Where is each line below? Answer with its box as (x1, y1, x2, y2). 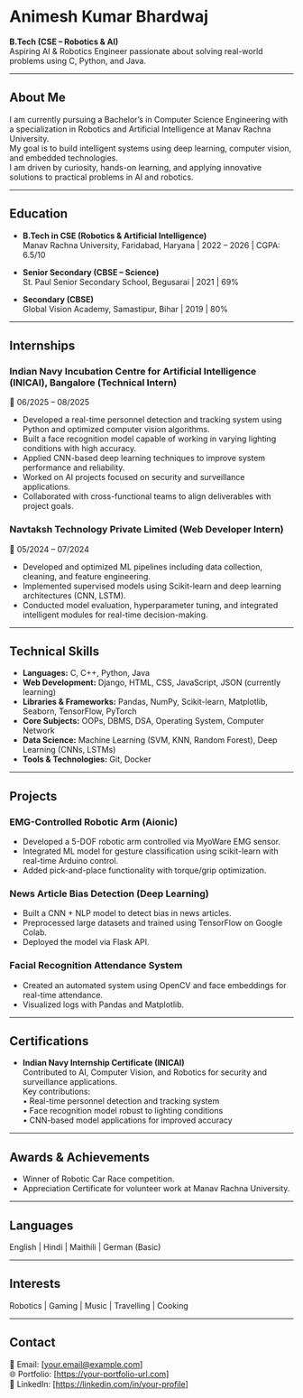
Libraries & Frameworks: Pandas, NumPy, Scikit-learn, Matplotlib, (22, 697, 269, 708)
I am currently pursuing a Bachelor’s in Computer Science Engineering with (9, 114, 289, 125)
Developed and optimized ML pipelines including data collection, (22, 561, 263, 572)
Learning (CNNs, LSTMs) (22, 745, 116, 755)
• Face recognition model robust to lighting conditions (22, 1106, 224, 1116)
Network (22, 725, 56, 736)
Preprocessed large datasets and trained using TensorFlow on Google (22, 918, 283, 929)
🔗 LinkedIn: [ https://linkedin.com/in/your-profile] (9, 1378, 189, 1389)
